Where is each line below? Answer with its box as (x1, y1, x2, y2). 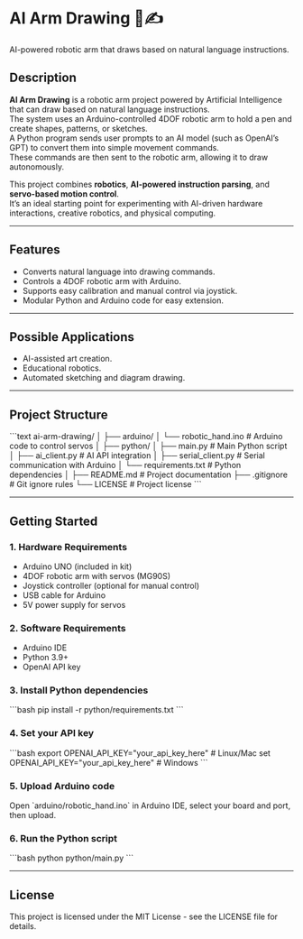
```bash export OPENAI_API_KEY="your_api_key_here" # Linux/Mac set (9, 747, 271, 759)
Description (9, 70, 77, 86)
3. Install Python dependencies (9, 684, 149, 696)
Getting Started (9, 513, 98, 529)
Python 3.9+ (22, 652, 69, 663)
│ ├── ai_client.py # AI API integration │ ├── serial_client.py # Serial (9, 450, 266, 461)
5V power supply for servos (22, 599, 126, 610)
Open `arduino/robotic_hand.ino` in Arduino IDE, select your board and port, (9, 800, 291, 811)
